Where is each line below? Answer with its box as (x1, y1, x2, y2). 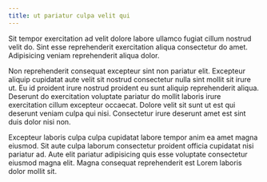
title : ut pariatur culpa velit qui (8, 11, 130, 20)
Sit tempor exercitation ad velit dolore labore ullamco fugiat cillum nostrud (8, 34, 252, 43)
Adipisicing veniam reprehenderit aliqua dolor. (8, 50, 160, 60)
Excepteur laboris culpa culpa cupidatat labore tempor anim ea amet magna (8, 133, 258, 142)
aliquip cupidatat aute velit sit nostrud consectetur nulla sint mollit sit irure (8, 74, 252, 84)
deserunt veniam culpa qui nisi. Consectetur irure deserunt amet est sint (8, 109, 246, 118)
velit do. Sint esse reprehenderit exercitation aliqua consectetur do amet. (8, 42, 248, 52)
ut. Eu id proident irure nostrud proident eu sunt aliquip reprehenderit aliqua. (8, 83, 260, 93)
